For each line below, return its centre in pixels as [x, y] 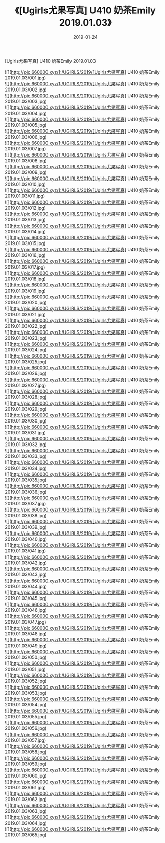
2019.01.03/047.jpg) [26, 622]
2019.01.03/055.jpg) [26, 716]
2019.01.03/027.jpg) [26, 385]
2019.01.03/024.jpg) [26, 350]
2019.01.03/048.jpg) [26, 634]
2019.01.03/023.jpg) [26, 338]
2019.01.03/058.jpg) [26, 752]
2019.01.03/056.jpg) [26, 728]
